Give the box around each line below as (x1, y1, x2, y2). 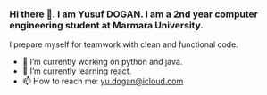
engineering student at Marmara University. (9, 19, 204, 31)
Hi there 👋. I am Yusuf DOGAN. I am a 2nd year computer (9, 8, 259, 20)
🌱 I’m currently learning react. (21, 66, 132, 76)
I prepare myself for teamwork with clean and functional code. (9, 39, 238, 50)
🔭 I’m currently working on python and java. (21, 57, 183, 67)
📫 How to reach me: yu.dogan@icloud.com (21, 75, 184, 87)
